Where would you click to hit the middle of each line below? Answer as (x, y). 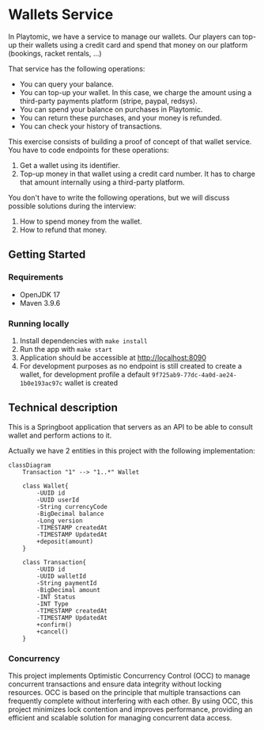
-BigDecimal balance (70, 514)
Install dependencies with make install (83, 340)
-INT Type (53, 604)
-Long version (60, 521)
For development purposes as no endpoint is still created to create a (131, 365)
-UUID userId (58, 500)
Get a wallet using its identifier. (70, 165)
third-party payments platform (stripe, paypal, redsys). (108, 101)
